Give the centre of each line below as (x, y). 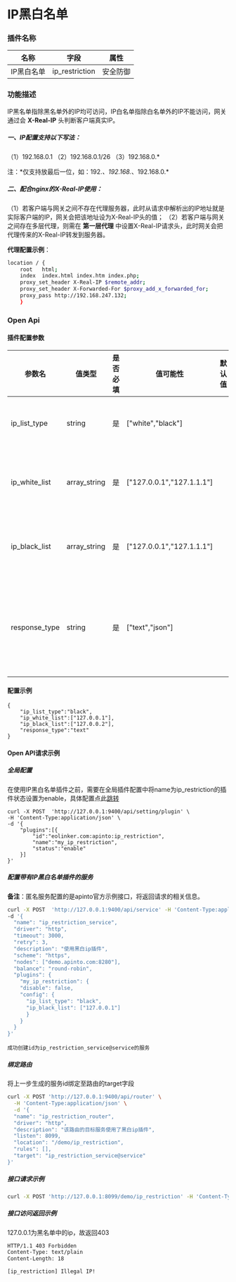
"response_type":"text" (55, 730)
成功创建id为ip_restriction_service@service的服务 (79, 1048)
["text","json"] (150, 627)
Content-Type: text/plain (45, 1252)
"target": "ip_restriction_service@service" (80, 1156)
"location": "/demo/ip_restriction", (69, 1143)
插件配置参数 (26, 338)
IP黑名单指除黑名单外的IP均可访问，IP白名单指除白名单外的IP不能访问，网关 (117, 111)
